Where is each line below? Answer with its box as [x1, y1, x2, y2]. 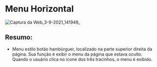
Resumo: [5, 33, 33, 41]
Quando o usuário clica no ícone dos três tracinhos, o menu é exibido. [12, 56, 153, 62]
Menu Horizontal [5, 3, 74, 14]
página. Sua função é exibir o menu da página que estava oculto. [12, 51, 142, 57]
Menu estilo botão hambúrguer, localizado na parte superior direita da [12, 46, 152, 52]
